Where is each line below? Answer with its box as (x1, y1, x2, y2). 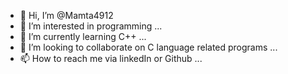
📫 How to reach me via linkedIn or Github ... (19, 53, 203, 64)
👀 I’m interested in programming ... (19, 20, 163, 32)
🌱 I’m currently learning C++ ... (19, 31, 147, 42)
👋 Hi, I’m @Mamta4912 (19, 10, 114, 21)
